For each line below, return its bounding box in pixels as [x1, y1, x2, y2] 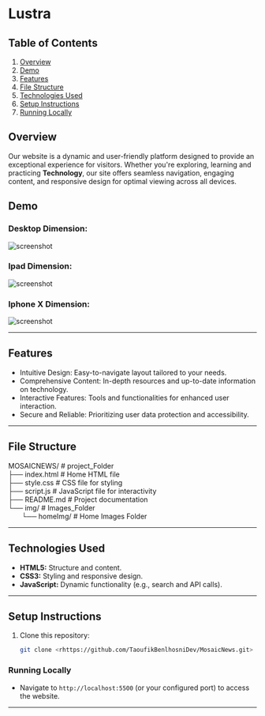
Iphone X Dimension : [8, 298, 91, 309]
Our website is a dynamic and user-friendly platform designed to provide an [8, 151, 255, 160]
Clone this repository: [19, 631, 90, 640]
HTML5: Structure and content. [19, 563, 122, 572]
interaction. [19, 401, 57, 411]
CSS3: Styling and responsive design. [19, 571, 144, 581]
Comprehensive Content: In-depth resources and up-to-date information [19, 376, 256, 386]
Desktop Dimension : [8, 223, 88, 234]
